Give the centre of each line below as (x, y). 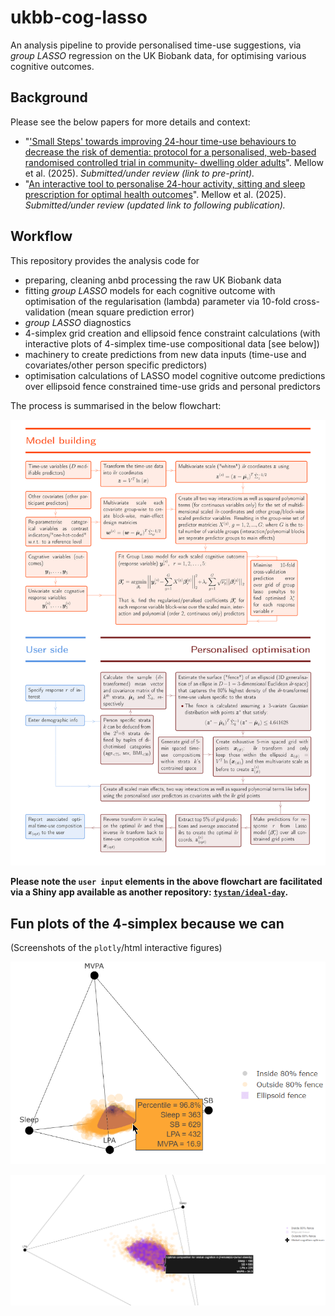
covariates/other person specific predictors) (116, 365)
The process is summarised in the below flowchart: (116, 405)
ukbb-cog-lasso (79, 17)
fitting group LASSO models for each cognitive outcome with (150, 290)
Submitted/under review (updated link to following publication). (155, 205)
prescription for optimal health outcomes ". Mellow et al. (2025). (155, 194)
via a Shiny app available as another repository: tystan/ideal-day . (149, 892)
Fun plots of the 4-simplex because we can (147, 923)
